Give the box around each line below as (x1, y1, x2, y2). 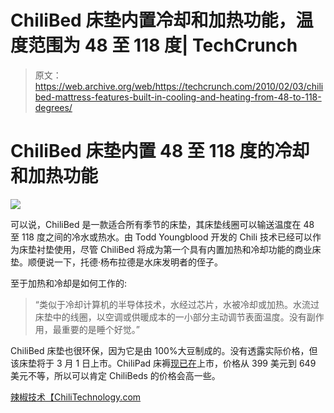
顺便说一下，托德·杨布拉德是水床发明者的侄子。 (27, 256, 224, 268)
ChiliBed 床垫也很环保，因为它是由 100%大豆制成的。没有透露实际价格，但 (10, 344, 318, 356)
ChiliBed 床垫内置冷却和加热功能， (10, 9, 297, 32)
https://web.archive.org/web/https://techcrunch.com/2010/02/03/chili (34, 80, 324, 92)
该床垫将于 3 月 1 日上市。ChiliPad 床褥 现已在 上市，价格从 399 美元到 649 (10, 357, 317, 369)
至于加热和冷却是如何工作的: (10, 277, 128, 289)
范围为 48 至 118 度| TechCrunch (28, 34, 298, 57)
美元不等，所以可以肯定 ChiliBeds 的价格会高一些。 (10, 369, 221, 381)
